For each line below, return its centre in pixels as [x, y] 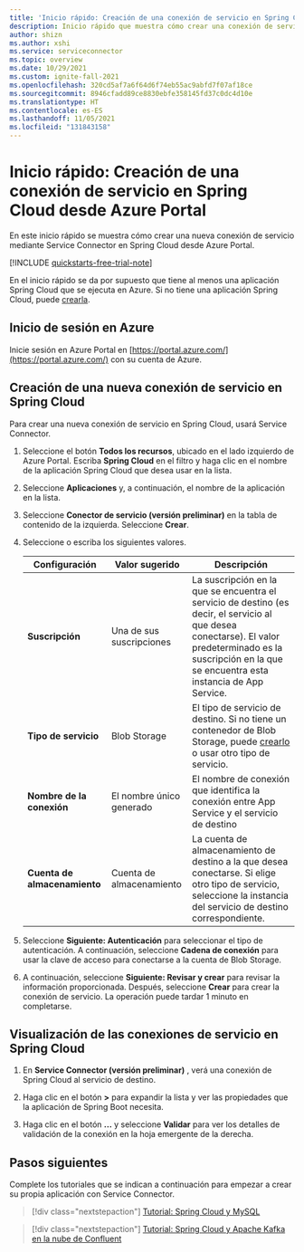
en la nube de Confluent [76, 1239]
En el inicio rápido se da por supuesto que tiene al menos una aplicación [144, 280]
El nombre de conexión [241, 779]
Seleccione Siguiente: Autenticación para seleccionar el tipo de [143, 940]
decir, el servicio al [232, 614]
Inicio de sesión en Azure [82, 328]
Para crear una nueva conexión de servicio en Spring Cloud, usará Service [148, 424]
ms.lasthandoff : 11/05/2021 [62, 119]
